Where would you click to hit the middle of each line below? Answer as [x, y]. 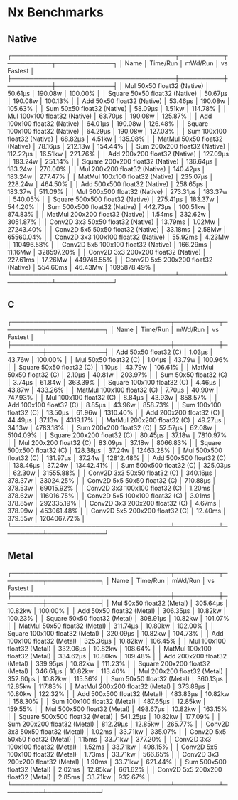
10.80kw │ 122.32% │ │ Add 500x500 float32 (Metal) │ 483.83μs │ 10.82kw [118, 693]
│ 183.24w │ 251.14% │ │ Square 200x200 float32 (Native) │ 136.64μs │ [113, 161]
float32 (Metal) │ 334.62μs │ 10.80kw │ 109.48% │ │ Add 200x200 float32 [117, 656]
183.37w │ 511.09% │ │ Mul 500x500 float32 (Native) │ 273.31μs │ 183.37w [118, 192]
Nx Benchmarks [56, 12]
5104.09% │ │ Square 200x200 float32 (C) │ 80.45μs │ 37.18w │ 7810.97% [117, 435]
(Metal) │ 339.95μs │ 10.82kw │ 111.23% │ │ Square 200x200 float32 [109, 663]
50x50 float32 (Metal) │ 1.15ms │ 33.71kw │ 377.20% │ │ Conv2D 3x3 [109, 739]
